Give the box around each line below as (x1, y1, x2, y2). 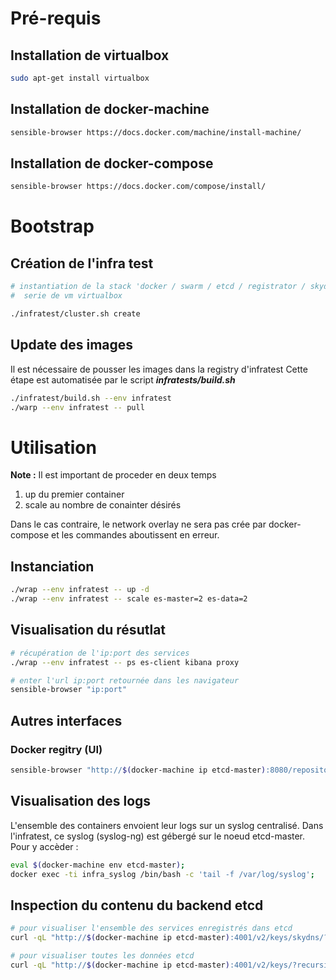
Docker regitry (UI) (10, 742, 103, 756)
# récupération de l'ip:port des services (10, 648, 190, 658)
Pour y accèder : (10, 840, 79, 852)
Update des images (10, 337, 134, 354)
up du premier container (24, 488, 125, 501)
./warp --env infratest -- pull (10, 402, 145, 412)
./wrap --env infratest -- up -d (10, 585, 150, 595)
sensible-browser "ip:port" (10, 685, 128, 695)
